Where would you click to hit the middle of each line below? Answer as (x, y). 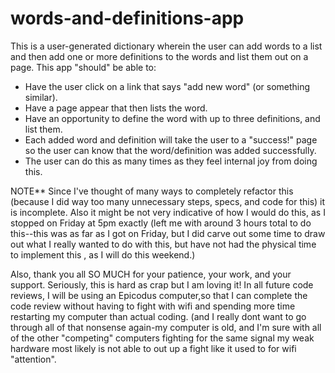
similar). (41, 97)
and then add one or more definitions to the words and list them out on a (159, 56)
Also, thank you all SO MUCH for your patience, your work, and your (151, 274)
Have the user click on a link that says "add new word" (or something (167, 86)
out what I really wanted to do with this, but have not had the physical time (163, 244)
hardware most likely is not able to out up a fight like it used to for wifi (153, 348)
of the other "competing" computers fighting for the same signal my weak (162, 338)
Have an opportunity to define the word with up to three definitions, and (172, 118)
